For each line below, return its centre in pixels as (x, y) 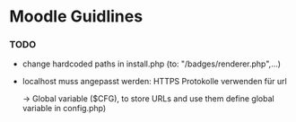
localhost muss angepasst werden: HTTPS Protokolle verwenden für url (154, 82)
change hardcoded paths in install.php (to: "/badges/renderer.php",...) (151, 64)
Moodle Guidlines (76, 17)
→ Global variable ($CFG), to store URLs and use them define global (148, 99)
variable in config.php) (64, 109)
